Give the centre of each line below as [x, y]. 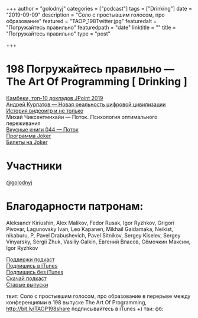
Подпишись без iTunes [35, 272]
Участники [34, 166]
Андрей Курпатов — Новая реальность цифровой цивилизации [86, 104]
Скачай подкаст [27, 278]
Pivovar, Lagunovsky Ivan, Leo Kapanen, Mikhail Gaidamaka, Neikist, [90, 229]
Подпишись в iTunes [32, 265]
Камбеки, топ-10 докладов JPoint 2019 [55, 98]
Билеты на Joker [27, 142]
